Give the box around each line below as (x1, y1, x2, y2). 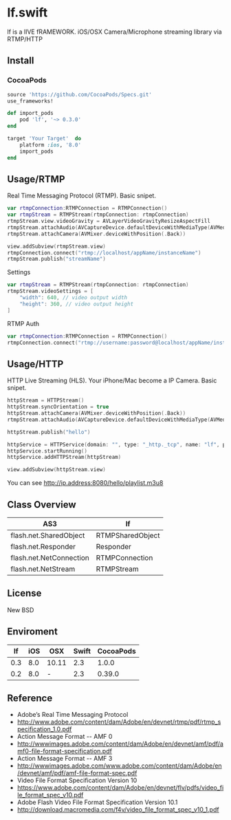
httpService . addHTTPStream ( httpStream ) (7, 454, 122, 461)
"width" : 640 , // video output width (19, 294, 128, 301)
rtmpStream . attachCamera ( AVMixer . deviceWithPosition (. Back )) (7, 230, 186, 237)
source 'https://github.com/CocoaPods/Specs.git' (7, 91, 153, 98)
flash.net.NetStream (10, 564, 76, 574)
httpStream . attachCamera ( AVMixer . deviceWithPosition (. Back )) (7, 410, 186, 417)
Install (7, 55, 34, 67)
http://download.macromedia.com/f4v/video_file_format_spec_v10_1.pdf (16, 806, 219, 814)
